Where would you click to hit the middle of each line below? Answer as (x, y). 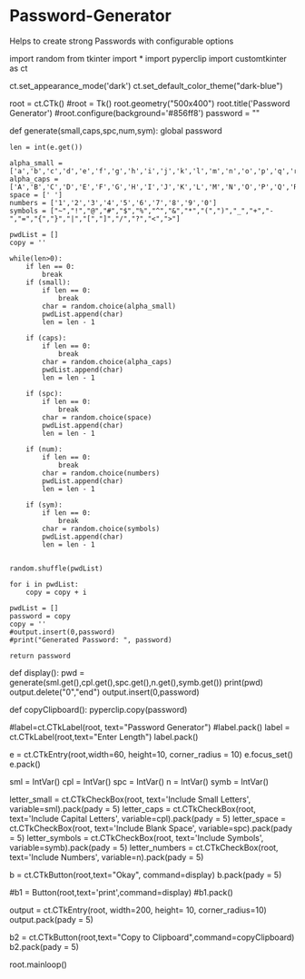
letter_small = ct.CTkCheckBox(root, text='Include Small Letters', (130, 799)
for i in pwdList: (44, 584)
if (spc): (44, 393)
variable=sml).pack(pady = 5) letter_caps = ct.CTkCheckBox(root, (133, 808)
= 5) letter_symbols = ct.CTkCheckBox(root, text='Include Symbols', (137, 837)
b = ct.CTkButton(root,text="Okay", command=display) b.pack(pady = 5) (146, 875)
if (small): (48, 282)
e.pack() (25, 764)
